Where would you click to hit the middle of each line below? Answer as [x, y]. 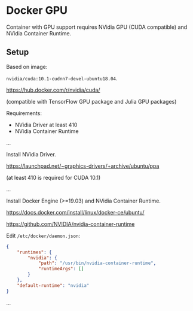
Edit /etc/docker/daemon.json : [43, 235]
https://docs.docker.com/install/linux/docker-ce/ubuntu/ [75, 212]
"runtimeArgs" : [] [61, 269]
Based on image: [27, 67]
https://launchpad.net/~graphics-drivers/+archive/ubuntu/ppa [83, 166]
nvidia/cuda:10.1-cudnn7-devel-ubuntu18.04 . [62, 78]
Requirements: [24, 113]
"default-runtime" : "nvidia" [53, 285]
